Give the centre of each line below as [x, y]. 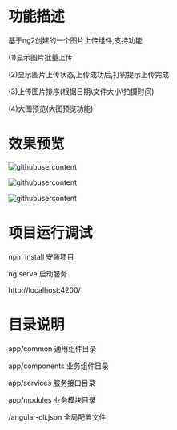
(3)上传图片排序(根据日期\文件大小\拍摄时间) [81, 91]
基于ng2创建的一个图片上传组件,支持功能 [75, 40]
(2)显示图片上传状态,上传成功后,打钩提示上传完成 [89, 74]
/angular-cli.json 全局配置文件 [57, 417]
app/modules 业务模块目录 [52, 399]
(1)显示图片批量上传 [40, 57]
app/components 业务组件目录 [59, 366]
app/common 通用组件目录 [52, 348]
